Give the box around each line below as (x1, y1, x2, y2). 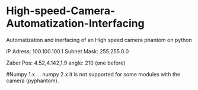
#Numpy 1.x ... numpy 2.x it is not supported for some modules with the (6, 70, 181, 78)
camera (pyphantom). (6, 77, 59, 84)
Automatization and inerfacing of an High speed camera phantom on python (6, 36, 192, 43)
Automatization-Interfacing (6, 17, 145, 30)
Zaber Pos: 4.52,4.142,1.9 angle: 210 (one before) (6, 59, 126, 66)
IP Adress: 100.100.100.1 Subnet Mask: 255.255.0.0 (6, 47, 129, 54)
